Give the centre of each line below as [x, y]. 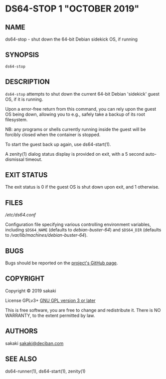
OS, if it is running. [24, 99]
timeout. [34, 159]
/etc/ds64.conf [20, 215]
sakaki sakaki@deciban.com [34, 343]
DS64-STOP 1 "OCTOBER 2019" [72, 9]
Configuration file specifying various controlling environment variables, [78, 225]
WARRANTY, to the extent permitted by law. [50, 315]
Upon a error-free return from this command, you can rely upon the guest [81, 109]
